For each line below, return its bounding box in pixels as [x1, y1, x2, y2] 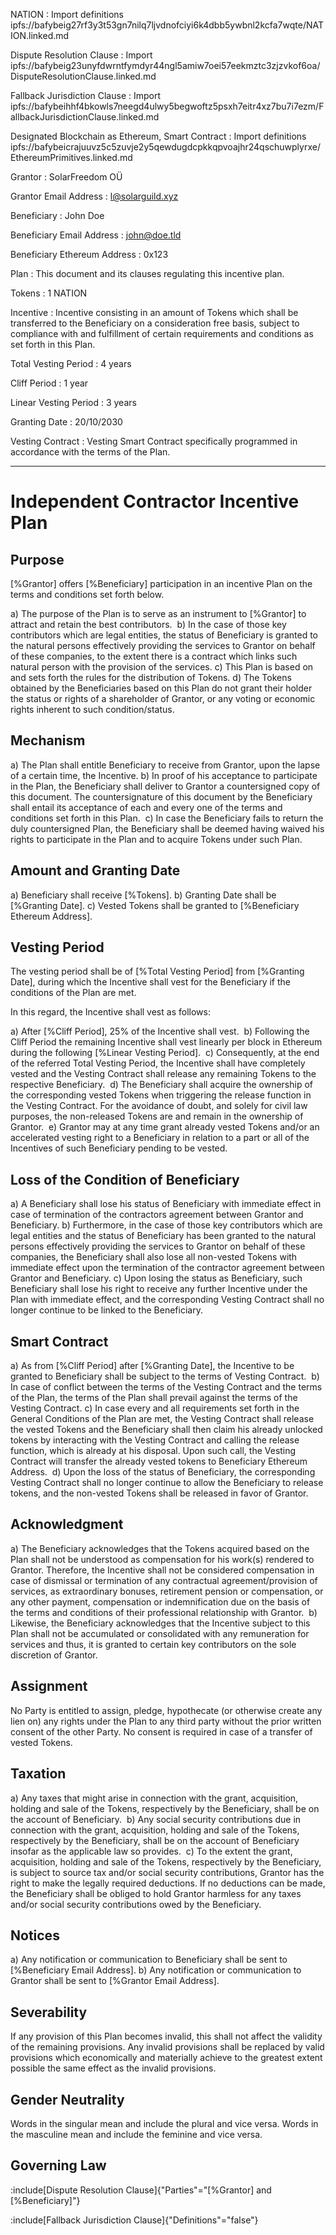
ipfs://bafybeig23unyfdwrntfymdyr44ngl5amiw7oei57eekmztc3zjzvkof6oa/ [10, 60, 321, 71]
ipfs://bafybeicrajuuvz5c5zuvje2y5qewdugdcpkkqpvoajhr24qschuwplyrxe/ [10, 141, 321, 153]
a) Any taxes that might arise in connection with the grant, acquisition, [10, 1792, 299, 1804]
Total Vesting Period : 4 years [10, 358, 132, 369]
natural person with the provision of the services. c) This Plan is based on [10, 661, 314, 673]
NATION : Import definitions [10, 9, 124, 20]
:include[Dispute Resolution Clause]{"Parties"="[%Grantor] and [10, 2184, 272, 2196]
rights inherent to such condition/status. [10, 704, 175, 715]
